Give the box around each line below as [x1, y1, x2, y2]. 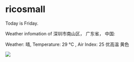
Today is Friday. [5, 20, 39, 26]
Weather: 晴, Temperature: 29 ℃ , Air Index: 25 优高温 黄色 [5, 41, 129, 47]
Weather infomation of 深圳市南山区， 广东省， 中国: [5, 30, 116, 36]
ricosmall [5, 4, 46, 15]
